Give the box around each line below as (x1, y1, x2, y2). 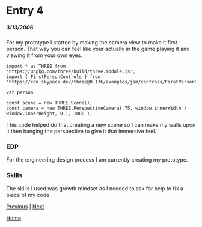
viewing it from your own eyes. (6, 52, 82, 59)
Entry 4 (6, 4, 44, 17)
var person (6, 89, 34, 96)
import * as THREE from (6, 64, 66, 70)
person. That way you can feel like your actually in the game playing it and (6, 46, 191, 53)
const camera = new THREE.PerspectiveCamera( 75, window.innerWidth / (6, 106, 187, 112)
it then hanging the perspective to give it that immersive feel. (6, 127, 157, 135)
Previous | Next (6, 202, 44, 210)
